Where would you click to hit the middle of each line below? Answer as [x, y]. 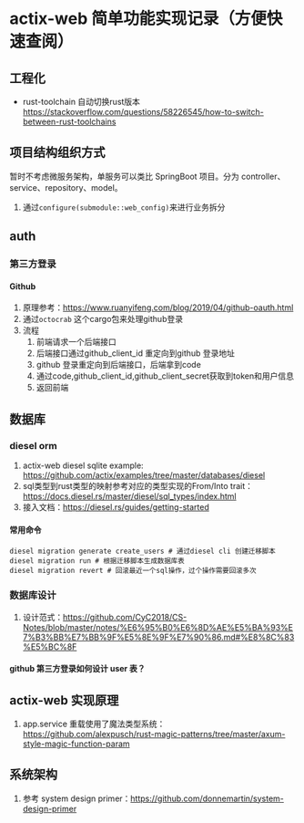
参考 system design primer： [76, 798]
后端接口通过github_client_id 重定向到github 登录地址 [135, 353]
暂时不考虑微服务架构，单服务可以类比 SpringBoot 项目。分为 [124, 176]
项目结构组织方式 [57, 153]
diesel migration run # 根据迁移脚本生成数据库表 [97, 561]
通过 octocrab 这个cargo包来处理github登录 [103, 319]
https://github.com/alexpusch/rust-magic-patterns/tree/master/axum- [154, 734]
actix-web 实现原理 [64, 700]
